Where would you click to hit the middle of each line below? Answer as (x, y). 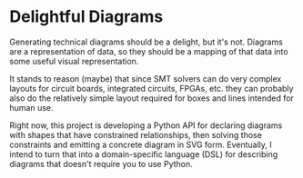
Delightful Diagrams (86, 17)
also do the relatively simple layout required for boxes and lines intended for (151, 98)
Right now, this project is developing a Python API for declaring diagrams (146, 125)
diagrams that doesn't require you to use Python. (101, 163)
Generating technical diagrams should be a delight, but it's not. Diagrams (146, 42)
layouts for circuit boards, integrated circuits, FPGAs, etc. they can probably (151, 88)
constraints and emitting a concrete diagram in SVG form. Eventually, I (141, 144)
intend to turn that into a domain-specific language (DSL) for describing (144, 154)
